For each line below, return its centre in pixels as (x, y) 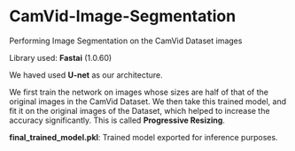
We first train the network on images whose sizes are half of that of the (139, 92)
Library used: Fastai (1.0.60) (61, 57)
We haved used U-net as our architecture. (86, 75)
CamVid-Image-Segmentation (123, 16)
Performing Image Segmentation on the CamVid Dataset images (126, 41)
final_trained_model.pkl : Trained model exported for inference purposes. (144, 137)
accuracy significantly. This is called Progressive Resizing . (117, 120)
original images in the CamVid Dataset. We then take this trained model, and (148, 101)
